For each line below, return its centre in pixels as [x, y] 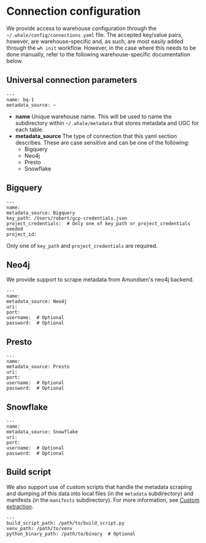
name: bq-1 [20, 99]
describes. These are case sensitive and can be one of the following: [102, 142]
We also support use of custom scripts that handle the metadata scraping [99, 487]
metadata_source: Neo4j [37, 302]
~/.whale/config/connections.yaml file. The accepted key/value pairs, [94, 34]
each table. [29, 129]
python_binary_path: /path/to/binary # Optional [71, 534]
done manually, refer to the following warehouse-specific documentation [98, 54]
